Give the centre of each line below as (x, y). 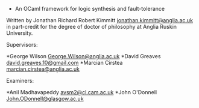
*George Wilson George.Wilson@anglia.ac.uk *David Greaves (84, 56)
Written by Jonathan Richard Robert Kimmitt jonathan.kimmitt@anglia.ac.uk (99, 20)
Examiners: (20, 81)
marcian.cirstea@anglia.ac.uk (43, 69)
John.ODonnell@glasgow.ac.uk (45, 99)
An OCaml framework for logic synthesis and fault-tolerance (90, 9)
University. (20, 33)
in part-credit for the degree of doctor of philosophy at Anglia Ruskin (91, 27)
